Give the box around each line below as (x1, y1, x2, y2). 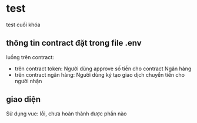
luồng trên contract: (6, 53, 54, 60)
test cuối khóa (6, 21, 41, 28)
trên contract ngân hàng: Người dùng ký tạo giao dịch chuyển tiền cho (14, 71, 185, 78)
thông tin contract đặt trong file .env (6, 38, 142, 48)
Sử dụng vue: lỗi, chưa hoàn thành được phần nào (6, 110, 128, 117)
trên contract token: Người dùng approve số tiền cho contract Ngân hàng (14, 65, 192, 72)
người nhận (14, 77, 42, 84)
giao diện (6, 94, 41, 104)
